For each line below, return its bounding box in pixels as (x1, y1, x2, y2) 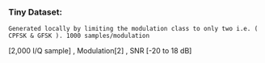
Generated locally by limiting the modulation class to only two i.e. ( (8, 25, 259, 33)
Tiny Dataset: (8, 6, 63, 18)
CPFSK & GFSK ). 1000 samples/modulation (8, 31, 150, 40)
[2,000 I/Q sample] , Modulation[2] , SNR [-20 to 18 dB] (8, 46, 192, 56)
